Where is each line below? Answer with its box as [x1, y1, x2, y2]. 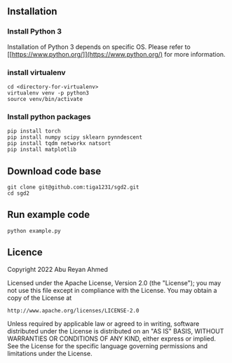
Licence [7, 247, 43, 259]
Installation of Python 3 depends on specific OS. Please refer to [7, 42, 191, 51]
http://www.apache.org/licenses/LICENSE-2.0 [7, 307, 139, 314]
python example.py [7, 227, 61, 234]
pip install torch [7, 128, 61, 135]
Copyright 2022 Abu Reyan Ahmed [7, 265, 109, 273]
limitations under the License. [7, 349, 93, 357]
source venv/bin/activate [7, 95, 83, 102]
